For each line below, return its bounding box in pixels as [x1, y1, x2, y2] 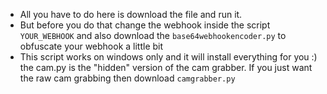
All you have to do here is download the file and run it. [19, 9, 243, 20]
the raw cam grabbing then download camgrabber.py [19, 72, 236, 84]
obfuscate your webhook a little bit [19, 40, 164, 52]
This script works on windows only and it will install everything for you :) [19, 51, 318, 63]
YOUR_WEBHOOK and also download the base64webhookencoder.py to [19, 30, 287, 41]
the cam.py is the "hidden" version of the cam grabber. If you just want [19, 62, 313, 73]
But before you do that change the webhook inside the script [19, 19, 271, 31]
